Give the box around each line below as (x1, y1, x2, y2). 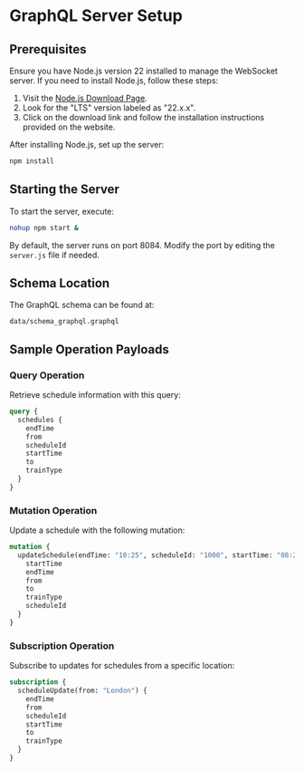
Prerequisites (9, 42, 87, 57)
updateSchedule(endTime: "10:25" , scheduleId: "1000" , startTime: (17, 550, 273, 560)
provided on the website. (22, 121, 116, 132)
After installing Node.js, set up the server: (9, 140, 165, 149)
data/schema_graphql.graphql (9, 317, 119, 326)
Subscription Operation (9, 640, 115, 652)
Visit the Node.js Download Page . (22, 92, 147, 103)
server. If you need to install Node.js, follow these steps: (9, 75, 219, 86)
